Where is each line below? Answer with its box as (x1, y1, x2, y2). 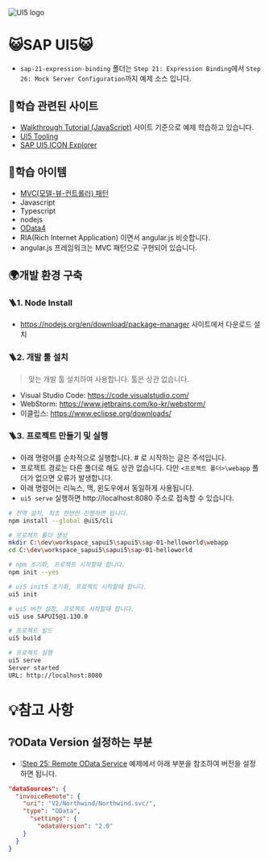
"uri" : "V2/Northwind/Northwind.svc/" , (23, 800, 157, 808)
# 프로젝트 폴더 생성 (8, 531, 68, 539)
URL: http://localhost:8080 (8, 671, 103, 679)
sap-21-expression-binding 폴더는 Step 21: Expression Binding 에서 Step (19, 63, 261, 73)
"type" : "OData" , (23, 807, 81, 816)
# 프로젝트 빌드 (8, 627, 53, 635)
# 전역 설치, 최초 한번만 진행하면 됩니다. (8, 509, 130, 517)
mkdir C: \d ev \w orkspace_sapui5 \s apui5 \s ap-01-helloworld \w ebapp (8, 538, 229, 547)
